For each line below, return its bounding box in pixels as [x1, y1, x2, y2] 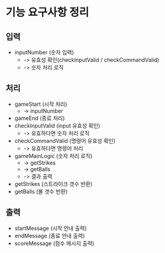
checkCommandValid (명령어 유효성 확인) [14, 137, 116, 144]
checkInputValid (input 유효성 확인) [14, 122, 101, 129]
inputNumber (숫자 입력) [14, 49, 74, 56]
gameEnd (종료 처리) [14, 114, 65, 122]
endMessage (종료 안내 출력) [14, 232, 86, 239]
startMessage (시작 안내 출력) [14, 225, 87, 232]
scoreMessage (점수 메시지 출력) [14, 240, 95, 247]
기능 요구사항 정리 [5, 5, 89, 19]
